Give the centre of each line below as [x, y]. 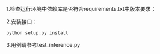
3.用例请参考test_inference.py [43, 45]
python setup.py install [37, 33]
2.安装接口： [22, 22]
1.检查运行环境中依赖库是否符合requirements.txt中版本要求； [81, 9]
